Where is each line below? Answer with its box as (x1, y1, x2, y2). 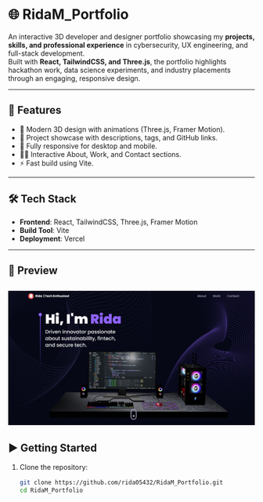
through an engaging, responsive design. (8, 73, 141, 83)
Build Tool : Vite (19, 225, 70, 235)
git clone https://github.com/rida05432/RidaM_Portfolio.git (19, 478, 224, 486)
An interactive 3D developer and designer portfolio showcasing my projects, (8, 31, 255, 41)
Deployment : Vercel (19, 234, 85, 243)
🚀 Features (8, 104, 62, 117)
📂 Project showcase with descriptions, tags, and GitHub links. (19, 133, 218, 142)
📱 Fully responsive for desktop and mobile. (19, 141, 158, 151)
